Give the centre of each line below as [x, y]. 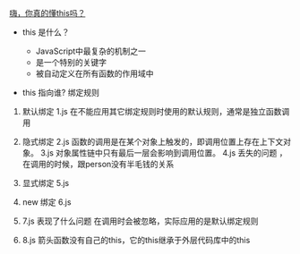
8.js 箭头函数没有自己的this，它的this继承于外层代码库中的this [136, 240]
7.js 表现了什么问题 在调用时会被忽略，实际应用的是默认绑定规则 [140, 221]
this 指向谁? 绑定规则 [61, 93]
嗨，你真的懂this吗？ [47, 13]
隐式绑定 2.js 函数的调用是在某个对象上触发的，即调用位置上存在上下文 [153, 142]
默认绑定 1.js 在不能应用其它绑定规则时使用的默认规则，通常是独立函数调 [156, 111]
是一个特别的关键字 [71, 62]
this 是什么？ [46, 32]
